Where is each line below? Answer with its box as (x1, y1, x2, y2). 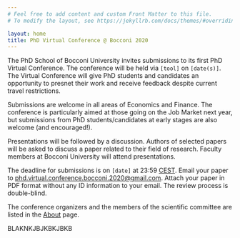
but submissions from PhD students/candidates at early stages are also (7, 116, 218, 124)
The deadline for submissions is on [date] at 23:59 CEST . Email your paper (7, 166, 229, 175)
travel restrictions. (7, 86, 61, 95)
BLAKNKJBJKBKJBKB (7, 224, 73, 233)
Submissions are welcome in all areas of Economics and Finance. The (7, 101, 213, 109)
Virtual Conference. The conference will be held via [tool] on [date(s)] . (7, 64, 221, 72)
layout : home (7, 30, 46, 37)
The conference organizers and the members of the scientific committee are (7, 203, 232, 212)
